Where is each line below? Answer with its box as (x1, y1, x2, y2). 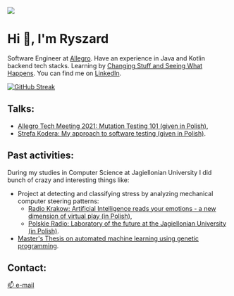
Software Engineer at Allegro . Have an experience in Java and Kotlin (7, 53, 206, 63)
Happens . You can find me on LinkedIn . (7, 69, 122, 77)
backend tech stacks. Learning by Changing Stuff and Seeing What (7, 61, 203, 70)
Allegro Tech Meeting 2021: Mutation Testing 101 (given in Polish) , (17, 122, 209, 130)
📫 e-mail (7, 281, 35, 290)
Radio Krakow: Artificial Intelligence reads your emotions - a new (27, 204, 216, 212)
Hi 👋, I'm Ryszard (7, 31, 109, 47)
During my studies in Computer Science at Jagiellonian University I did (7, 168, 212, 176)
